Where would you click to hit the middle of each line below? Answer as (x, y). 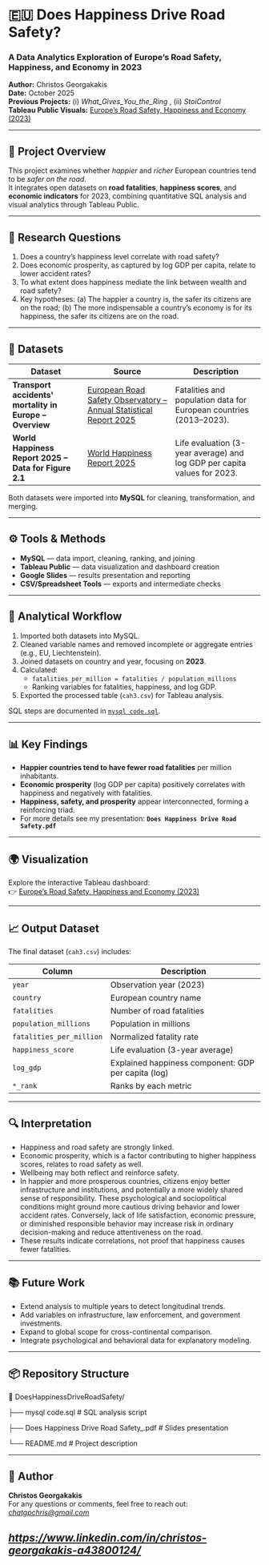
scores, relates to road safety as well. (82, 1164)
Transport (32, 384)
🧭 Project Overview (57, 151)
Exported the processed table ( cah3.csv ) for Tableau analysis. (122, 695)
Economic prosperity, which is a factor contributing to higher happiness (138, 1155)
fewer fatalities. (45, 1249)
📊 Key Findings (48, 744)
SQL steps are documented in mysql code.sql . (84, 711)
